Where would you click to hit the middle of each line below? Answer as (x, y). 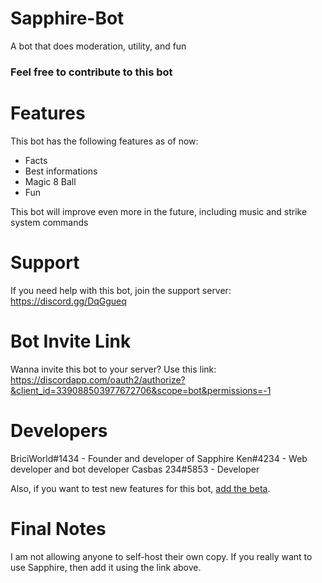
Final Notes (58, 528)
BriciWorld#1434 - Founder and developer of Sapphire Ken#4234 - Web (159, 458)
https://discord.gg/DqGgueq (68, 301)
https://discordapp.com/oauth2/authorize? (98, 379)
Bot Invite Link (71, 341)
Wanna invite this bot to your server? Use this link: (113, 369)
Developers (59, 430)
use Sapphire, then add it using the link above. (106, 567)
